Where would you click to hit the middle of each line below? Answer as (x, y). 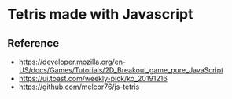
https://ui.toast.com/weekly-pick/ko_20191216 (93, 78)
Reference (33, 43)
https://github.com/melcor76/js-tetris (79, 87)
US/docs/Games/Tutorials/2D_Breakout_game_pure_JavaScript (121, 70)
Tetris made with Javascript (100, 14)
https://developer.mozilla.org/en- (72, 62)
